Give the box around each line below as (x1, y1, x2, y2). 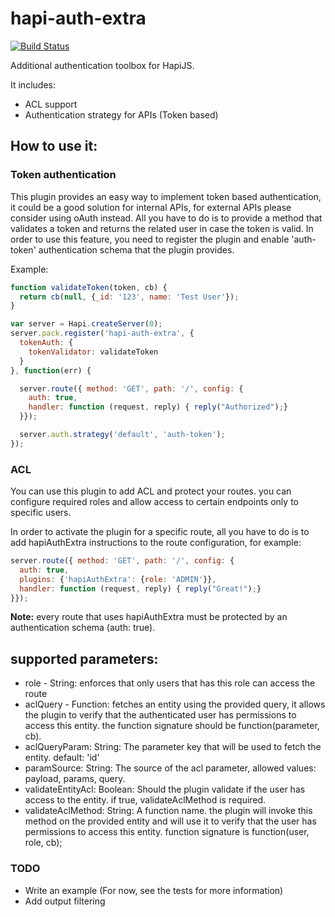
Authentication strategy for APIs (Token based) (24, 108, 219, 121)
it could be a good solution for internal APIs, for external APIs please (10, 201, 292, 213)
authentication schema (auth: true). (10, 622, 156, 634)
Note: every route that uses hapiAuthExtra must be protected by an (10, 611, 288, 623)
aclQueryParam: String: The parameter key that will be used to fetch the (24, 741, 322, 753)
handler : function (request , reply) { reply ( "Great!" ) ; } (19, 583, 262, 594)
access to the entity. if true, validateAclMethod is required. (24, 794, 267, 806)
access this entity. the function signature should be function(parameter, (24, 720, 320, 732)
